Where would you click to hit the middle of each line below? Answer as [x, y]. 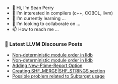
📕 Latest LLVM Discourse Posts [44, 44]
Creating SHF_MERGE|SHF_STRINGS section [58, 71]
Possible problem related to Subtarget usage [58, 76]
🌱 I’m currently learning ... [39, 18]
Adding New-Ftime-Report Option [47, 65]
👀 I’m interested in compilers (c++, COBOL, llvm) [62, 13]
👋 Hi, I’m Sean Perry [33, 8]
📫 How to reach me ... [35, 29]
